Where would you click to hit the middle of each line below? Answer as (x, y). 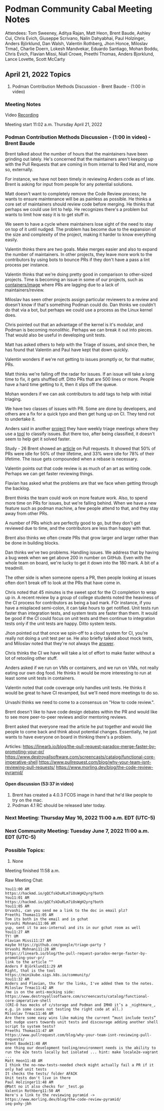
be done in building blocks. (32, 543)
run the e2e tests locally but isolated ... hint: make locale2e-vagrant (82, 1052)
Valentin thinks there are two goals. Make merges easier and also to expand (81, 249)
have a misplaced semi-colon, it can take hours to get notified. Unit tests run (82, 608)
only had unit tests (26, 1069)
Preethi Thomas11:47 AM (29, 1031)
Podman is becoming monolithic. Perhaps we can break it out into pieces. (79, 330)
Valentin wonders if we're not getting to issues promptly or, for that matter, (80, 360)
